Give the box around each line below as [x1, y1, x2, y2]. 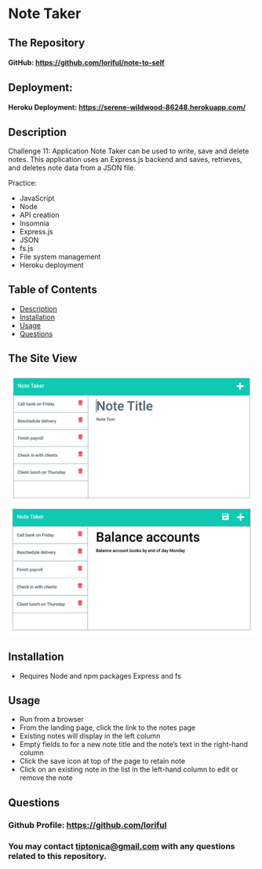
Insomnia [19, 218, 49, 228]
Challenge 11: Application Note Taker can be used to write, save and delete [8, 146, 249, 156]
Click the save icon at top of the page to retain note [19, 757, 186, 766]
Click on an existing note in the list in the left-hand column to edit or [19, 764, 238, 775]
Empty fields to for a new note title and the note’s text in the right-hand [19, 740, 249, 749]
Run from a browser [19, 715, 84, 724]
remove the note [19, 773, 73, 782]
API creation [19, 210, 60, 219]
